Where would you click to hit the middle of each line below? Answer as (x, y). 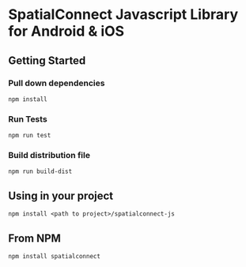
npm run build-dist (40, 171)
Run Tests (28, 118)
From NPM (35, 238)
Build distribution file (49, 156)
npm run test (30, 136)
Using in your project (61, 196)
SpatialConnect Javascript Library (123, 15)
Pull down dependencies (57, 83)
